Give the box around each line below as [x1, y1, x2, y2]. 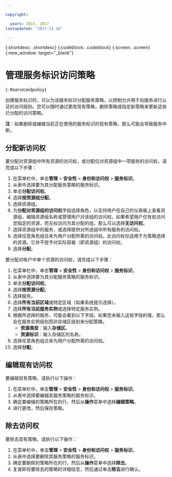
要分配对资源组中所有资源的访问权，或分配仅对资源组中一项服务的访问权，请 [5, 158, 167, 164]
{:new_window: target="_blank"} [5, 50, 74, 56]
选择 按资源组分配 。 [12, 195, 54, 201]
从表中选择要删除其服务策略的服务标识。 [12, 453, 98, 459]
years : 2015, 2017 [10, 21, 50, 26]
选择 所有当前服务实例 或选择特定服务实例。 [12, 306, 103, 312]
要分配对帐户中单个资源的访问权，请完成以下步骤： [5, 257, 113, 263]
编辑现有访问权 [5, 360, 53, 369]
